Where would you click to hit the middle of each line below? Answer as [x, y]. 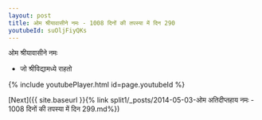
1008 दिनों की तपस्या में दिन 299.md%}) [64, 109]
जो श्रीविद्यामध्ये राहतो [46, 69]
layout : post [30, 15]
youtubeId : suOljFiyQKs [48, 30]
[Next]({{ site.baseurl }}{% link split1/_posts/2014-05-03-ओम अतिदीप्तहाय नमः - [131, 100]
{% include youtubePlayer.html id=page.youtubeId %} [97, 85]
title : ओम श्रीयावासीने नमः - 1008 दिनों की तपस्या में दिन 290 [92, 23]
